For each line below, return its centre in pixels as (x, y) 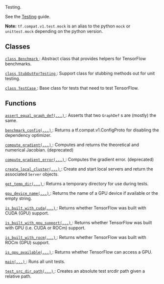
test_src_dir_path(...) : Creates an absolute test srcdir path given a (75, 271)
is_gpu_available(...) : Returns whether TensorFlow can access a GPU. (79, 252)
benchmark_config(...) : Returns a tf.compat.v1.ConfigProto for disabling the (82, 130)
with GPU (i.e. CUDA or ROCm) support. (45, 228)
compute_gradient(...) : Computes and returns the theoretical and (72, 145)
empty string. (19, 198)
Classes (18, 47)
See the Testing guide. (28, 16)
